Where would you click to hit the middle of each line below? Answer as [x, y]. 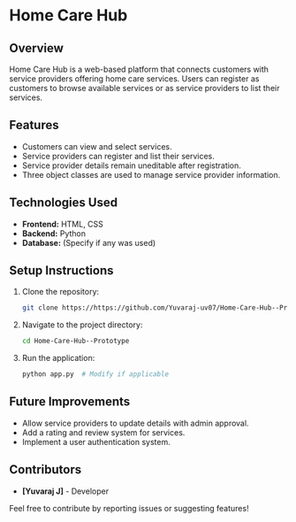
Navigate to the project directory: [82, 325]
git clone [40, 308]
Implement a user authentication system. [96, 441]
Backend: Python [54, 233]
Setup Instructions [61, 271]
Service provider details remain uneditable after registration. [131, 165]
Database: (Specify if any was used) [89, 242]
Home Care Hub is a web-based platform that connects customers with [139, 69]
